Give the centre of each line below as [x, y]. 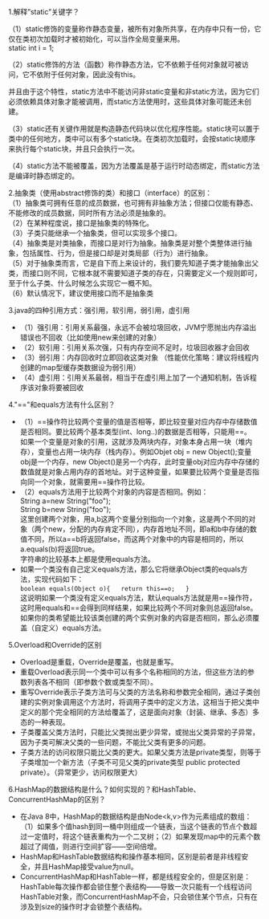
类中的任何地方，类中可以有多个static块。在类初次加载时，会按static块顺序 [132, 138]
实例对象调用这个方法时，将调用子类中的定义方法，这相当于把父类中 [147, 702]
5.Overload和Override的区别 [55, 645]
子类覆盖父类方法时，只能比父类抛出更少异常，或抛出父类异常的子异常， [139, 732]
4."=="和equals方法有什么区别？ [62, 405]
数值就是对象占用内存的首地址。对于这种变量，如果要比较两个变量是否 [136, 472]
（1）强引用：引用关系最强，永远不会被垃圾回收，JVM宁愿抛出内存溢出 [138, 327]
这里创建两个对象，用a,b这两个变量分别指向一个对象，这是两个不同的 [134, 519]
